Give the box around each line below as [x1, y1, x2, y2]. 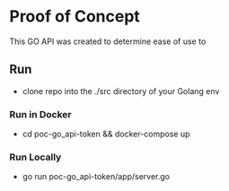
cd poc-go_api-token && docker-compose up [22, 128, 190, 140]
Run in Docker [9, 108, 72, 120]
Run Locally [9, 151, 62, 163]
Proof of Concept [9, 6, 141, 27]
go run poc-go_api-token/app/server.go [22, 171, 171, 182]
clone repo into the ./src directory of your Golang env [22, 85, 220, 96]
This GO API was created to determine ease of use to [9, 36, 207, 47]
